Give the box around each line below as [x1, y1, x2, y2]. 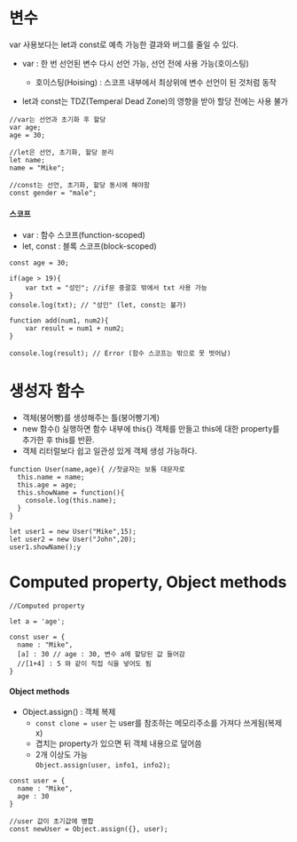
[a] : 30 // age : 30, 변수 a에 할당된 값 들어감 [17, 650, 186, 659]
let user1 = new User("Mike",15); [9, 528, 137, 536]
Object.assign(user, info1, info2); [35, 761, 171, 770]
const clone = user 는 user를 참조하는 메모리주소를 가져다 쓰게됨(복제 [35, 718, 282, 728]
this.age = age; [17, 481, 77, 489]
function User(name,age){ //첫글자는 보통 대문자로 [9, 465, 185, 474]
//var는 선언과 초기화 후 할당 [9, 115, 106, 124]
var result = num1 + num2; [25, 324, 125, 333]
